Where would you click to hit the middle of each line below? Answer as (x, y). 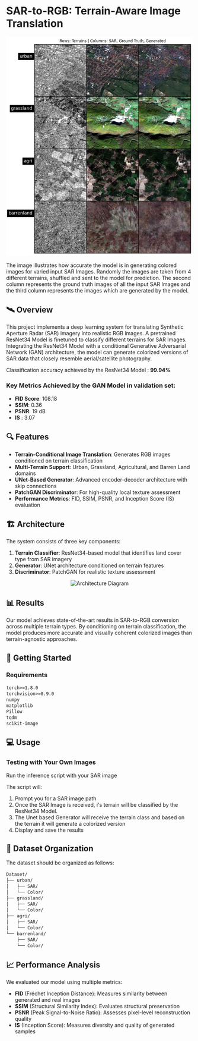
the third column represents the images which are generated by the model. (98, 290)
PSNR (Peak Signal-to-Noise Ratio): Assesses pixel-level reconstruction (103, 1012)
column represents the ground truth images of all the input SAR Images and (98, 284)
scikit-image (22, 724)
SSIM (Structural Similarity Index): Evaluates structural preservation (97, 1007)
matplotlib (20, 706)
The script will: (24, 787)
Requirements (27, 675)
